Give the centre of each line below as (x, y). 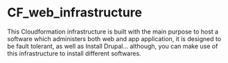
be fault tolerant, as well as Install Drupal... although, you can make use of (113, 46)
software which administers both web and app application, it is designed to (114, 38)
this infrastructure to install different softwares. (74, 53)
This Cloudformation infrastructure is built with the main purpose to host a (113, 32)
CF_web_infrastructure (74, 13)
